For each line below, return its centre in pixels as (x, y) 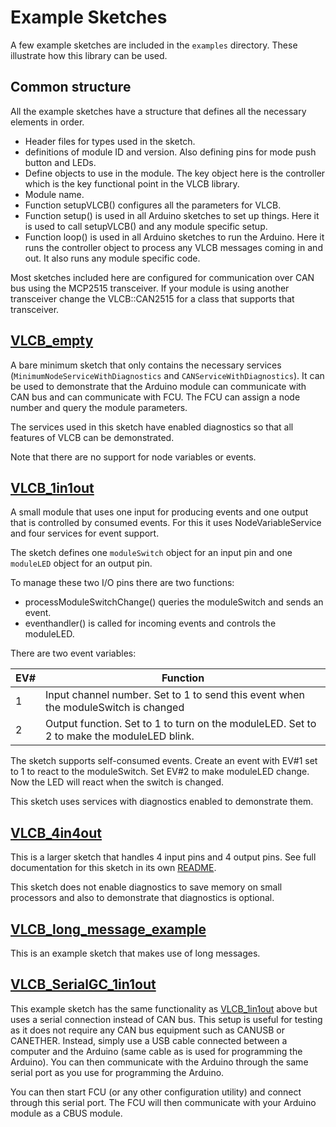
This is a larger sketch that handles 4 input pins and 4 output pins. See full (163, 857)
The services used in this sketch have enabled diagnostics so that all (152, 427)
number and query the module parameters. (99, 407)
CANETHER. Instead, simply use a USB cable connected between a (149, 1040)
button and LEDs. (60, 162)
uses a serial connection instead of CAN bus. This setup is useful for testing (166, 1019)
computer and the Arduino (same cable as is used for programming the (156, 1051)
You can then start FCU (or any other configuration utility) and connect (156, 1092)
